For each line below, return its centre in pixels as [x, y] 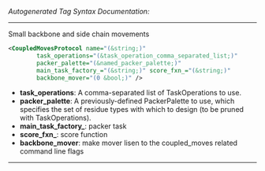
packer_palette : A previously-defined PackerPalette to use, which [127, 101]
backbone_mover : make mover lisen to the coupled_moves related [129, 143]
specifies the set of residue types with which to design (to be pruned [132, 110]
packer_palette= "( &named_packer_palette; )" [109, 63]
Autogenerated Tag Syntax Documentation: [79, 11]
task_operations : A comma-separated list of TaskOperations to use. [131, 93]
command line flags [52, 151]
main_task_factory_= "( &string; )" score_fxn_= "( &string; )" [134, 70]
